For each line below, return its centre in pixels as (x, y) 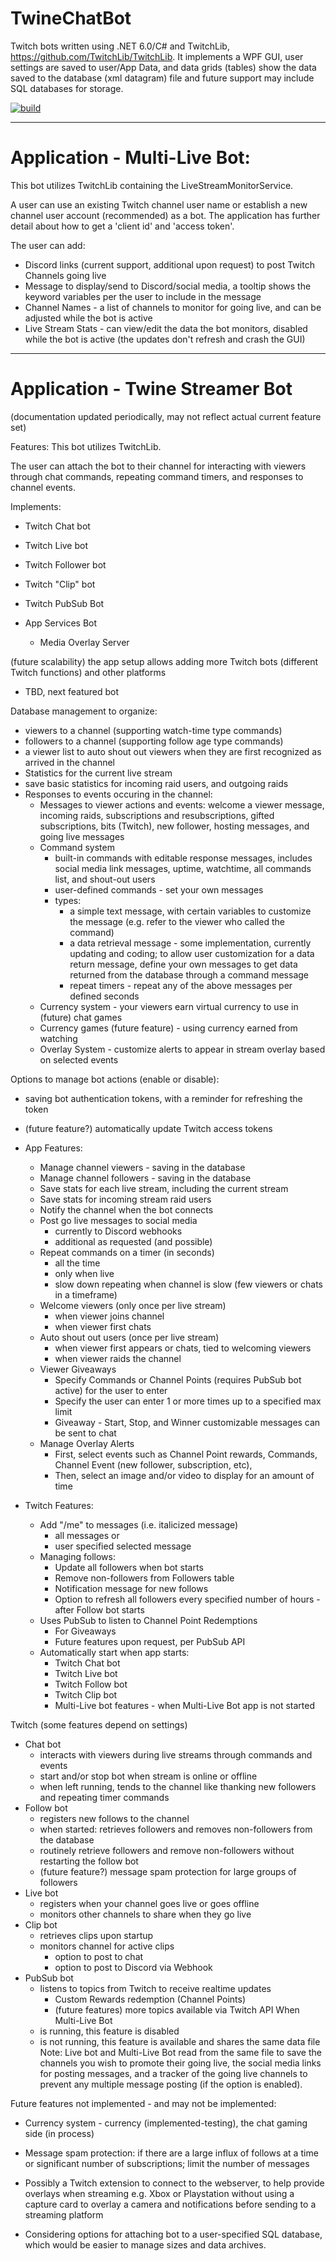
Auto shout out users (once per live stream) (129, 1337)
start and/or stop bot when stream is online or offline (148, 1776)
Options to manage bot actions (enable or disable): (115, 1079)
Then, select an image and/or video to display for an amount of (184, 1475)
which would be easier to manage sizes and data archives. (145, 2244)
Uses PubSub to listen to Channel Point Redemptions (148, 1620)
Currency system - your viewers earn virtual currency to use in (169, 1006)
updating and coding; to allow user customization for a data (192, 953)
